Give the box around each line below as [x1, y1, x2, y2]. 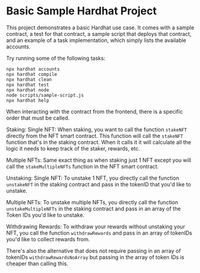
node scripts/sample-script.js [6, 92, 84, 98]
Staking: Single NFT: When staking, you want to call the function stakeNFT [6, 125, 187, 133]
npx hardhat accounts [6, 66, 60, 72]
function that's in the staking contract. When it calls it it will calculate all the [6, 139, 192, 146]
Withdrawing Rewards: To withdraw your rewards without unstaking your [6, 223, 185, 230]
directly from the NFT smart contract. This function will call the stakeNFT [6, 132, 183, 139]
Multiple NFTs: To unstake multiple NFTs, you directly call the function [6, 198, 179, 205]
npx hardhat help [6, 97, 50, 103]
